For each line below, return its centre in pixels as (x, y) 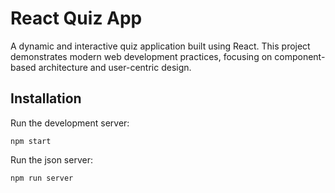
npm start (31, 141)
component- (300, 56)
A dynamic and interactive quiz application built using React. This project (160, 46)
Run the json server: (51, 159)
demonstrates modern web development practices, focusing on (141, 56)
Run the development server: (70, 123)
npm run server (42, 178)
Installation (46, 98)
